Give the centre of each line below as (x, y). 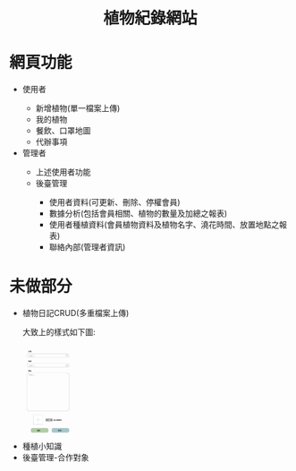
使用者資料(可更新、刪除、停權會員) (114, 202)
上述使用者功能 (63, 172)
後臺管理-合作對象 (55, 458)
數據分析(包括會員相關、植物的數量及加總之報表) (138, 214)
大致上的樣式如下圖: (59, 332)
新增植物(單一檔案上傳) (78, 108)
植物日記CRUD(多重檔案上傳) (76, 313)
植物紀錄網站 (150, 18)
